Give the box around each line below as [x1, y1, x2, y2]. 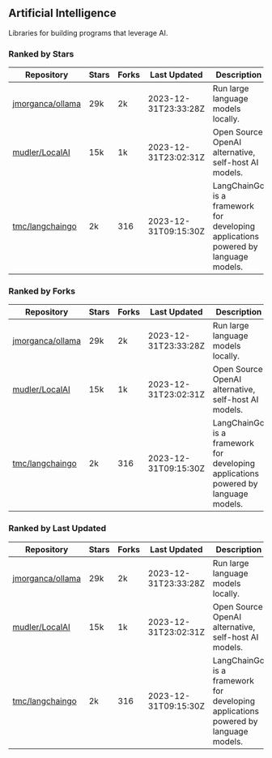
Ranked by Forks [8, 285, 75, 297]
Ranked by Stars [8, 48, 74, 59]
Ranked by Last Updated [8, 523, 107, 534]
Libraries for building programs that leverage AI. [8, 28, 168, 37]
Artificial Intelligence [8, 6, 117, 20]
